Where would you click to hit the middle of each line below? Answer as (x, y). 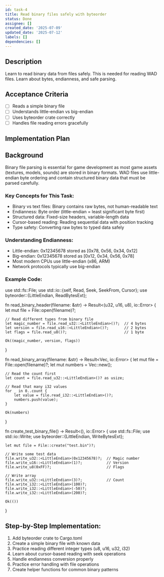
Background (24, 155)
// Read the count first (31, 373)
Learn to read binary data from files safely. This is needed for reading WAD (81, 73)
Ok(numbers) (17, 412)
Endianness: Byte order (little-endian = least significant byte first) (79, 212)
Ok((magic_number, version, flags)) (43, 340)
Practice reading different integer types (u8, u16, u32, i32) (71, 548)
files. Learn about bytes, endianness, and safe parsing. (61, 79)
